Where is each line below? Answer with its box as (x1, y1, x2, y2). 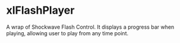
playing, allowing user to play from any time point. (6, 29, 129, 36)
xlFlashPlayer (6, 4, 75, 17)
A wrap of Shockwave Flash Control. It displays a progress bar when (6, 23, 175, 30)
